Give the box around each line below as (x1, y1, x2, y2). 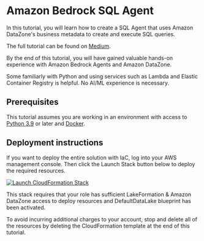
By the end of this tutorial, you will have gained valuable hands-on (6, 54, 173, 61)
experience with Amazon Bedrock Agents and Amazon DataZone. (6, 61, 172, 68)
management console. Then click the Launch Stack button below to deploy (6, 160, 195, 167)
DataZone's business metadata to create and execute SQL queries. (6, 30, 176, 37)
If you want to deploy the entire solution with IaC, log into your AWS (6, 154, 177, 161)
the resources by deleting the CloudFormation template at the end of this (6, 222, 190, 229)
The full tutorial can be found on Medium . (6, 42, 111, 50)
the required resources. (6, 167, 66, 174)
